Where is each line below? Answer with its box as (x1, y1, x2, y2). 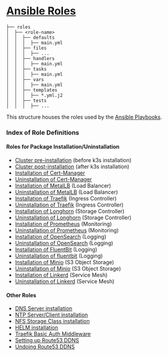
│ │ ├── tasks (6, 66, 47, 72)
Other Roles (6, 291, 37, 298)
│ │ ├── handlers (6, 55, 55, 61)
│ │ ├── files (6, 45, 47, 51)
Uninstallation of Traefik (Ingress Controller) (14, 201, 124, 208)
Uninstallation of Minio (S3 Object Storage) (14, 265, 121, 273)
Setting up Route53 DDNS (14, 337, 79, 344)
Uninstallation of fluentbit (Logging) (14, 252, 103, 259)
